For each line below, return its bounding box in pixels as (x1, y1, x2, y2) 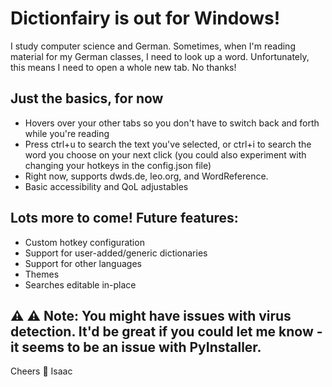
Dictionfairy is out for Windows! (10, 7, 281, 30)
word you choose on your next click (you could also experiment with (24, 148, 307, 161)
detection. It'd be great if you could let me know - (10, 323, 323, 340)
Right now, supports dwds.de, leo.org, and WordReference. (24, 170, 269, 182)
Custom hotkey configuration (24, 236, 145, 248)
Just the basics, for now (10, 90, 164, 107)
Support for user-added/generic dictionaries (24, 247, 208, 259)
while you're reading (24, 127, 110, 139)
